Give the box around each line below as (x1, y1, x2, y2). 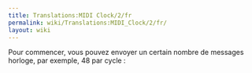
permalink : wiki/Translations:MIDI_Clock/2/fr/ (8, 19, 168, 27)
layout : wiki (8, 26, 51, 34)
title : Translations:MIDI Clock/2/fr (8, 11, 132, 20)
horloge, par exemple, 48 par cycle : (8, 56, 126, 65)
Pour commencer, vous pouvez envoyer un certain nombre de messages (8, 48, 244, 57)
